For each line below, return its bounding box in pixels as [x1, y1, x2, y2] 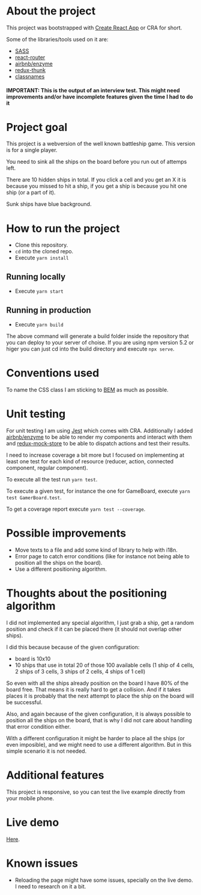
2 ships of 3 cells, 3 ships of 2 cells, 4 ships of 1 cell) [14, 667, 146, 675]
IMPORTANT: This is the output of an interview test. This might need [6, 86, 180, 94]
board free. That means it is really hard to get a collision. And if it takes [6, 686, 181, 693]
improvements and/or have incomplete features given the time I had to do [6, 93, 193, 100]
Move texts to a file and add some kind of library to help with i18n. [14, 546, 178, 553]
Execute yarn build [14, 321, 64, 328]
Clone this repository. [14, 241, 68, 249]
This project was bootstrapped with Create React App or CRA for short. [6, 24, 182, 31]
